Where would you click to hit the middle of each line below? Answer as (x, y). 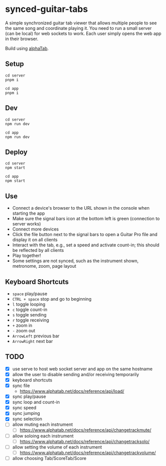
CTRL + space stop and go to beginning (52, 299)
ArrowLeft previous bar (36, 336)
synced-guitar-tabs (47, 9)
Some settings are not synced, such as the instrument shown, (75, 261)
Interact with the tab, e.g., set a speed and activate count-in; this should (86, 245)
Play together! (27, 256)
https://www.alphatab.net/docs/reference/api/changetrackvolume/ (88, 453)
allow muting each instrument (43, 425)
